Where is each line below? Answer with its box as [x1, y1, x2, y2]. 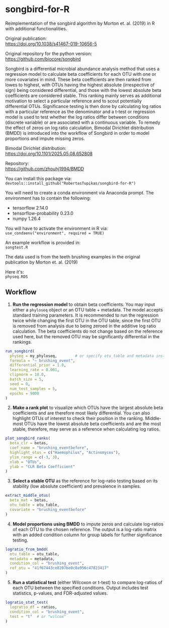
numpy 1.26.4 [12, 216, 41, 222]
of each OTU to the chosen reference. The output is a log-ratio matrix [12, 526, 157, 532]
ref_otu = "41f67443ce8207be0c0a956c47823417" [10, 565, 109, 571]
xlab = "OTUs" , [10, 459, 42, 464]
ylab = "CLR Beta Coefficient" [10, 464, 75, 469]
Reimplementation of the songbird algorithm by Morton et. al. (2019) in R [5, 20, 155, 26]
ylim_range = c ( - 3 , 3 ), [10, 454, 59, 460]
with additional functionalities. [5, 25, 67, 31]
